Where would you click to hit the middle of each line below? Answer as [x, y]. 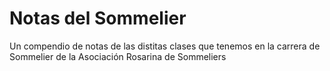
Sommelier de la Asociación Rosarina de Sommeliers [118, 56]
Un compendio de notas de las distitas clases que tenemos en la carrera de [165, 46]
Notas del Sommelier [98, 18]
